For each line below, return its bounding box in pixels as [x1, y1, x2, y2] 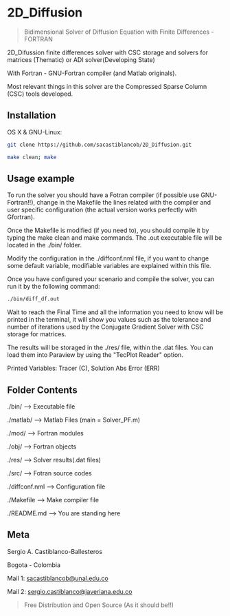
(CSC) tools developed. [7, 90, 73, 98]
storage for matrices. [7, 330, 67, 338]
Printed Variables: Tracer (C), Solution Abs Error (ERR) [7, 364, 160, 373]
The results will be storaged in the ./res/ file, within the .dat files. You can [7, 343, 214, 352]
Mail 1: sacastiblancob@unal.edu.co [7, 574, 108, 582]
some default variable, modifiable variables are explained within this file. [7, 262, 211, 270]
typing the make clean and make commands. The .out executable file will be [7, 234, 222, 242]
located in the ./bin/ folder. [7, 241, 82, 249]
